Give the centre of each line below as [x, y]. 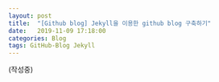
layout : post [30, 16]
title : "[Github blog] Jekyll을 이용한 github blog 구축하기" [110, 23]
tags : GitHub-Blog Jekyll [52, 46]
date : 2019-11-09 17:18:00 [57, 31]
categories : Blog [37, 38]
